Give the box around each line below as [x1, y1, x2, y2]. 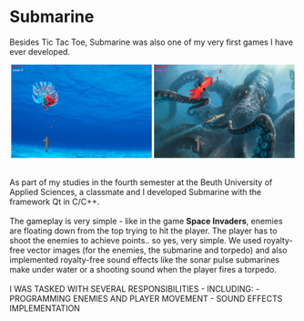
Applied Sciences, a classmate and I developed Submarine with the [9, 187, 262, 198]
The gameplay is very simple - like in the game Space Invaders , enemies [9, 216, 284, 227]
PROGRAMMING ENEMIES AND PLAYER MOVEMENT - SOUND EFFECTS [9, 294, 283, 305]
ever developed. [9, 46, 71, 57]
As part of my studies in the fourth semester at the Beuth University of [9, 177, 273, 188]
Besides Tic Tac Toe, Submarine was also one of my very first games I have [9, 36, 294, 47]
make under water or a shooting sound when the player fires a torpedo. [9, 264, 278, 275]
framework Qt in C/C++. [9, 196, 100, 207]
